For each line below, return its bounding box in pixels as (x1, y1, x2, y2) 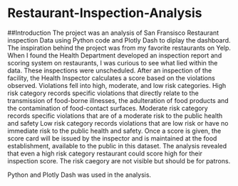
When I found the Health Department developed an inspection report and (7, 51, 222, 60)
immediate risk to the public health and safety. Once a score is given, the (7, 126, 222, 135)
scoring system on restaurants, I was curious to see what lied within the (7, 58, 218, 67)
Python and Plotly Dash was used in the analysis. (7, 170, 152, 179)
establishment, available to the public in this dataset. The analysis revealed (7, 141, 227, 150)
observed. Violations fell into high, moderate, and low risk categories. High (7, 81, 227, 89)
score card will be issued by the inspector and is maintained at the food (7, 133, 217, 143)
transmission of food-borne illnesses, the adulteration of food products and (7, 96, 229, 104)
